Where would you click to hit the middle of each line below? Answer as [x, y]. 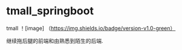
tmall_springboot [50, 11]
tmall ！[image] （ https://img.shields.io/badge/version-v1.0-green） [91, 28]
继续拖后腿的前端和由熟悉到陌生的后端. [55, 40]
